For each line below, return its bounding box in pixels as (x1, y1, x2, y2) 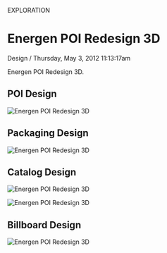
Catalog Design (7, 166, 76, 178)
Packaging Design (7, 127, 89, 140)
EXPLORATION (7, 6, 51, 14)
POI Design (7, 88, 58, 100)
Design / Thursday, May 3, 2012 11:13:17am (7, 54, 131, 62)
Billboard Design (7, 218, 82, 231)
